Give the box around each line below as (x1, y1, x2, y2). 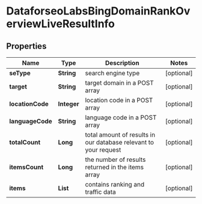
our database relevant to (85, 138, 155, 146)
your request (85, 146, 121, 154)
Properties (6, 41, 47, 51)
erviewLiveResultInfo (6, 17, 115, 31)
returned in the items (85, 163, 144, 171)
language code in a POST (85, 113, 157, 122)
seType (9, 69, 31, 77)
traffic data (85, 188, 116, 196)
